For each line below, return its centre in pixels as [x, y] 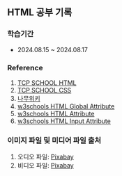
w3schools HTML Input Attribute [64, 121]
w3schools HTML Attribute [56, 113]
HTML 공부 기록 [40, 13]
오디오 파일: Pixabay [46, 157]
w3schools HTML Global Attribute [66, 106]
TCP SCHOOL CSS [44, 90]
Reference [25, 67]
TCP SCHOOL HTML [47, 83]
